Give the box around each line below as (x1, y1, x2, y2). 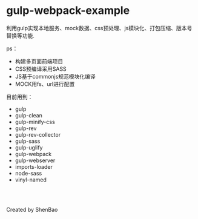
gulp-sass (15, 137, 41, 145)
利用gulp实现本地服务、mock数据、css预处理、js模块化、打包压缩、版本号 (6, 24, 193, 31)
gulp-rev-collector (15, 131, 61, 138)
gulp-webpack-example (6, 4, 130, 18)
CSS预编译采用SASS (15, 65, 67, 73)
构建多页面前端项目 (15, 57, 64, 65)
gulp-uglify (15, 143, 43, 151)
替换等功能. (6, 31, 35, 39)
